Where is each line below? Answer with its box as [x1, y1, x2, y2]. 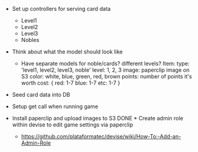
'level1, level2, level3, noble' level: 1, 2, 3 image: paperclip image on [21, 66, 190, 74]
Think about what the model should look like [12, 48, 123, 55]
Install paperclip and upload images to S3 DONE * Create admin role [12, 115, 183, 122]
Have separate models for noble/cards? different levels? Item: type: [21, 60, 190, 67]
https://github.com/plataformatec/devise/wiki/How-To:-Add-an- [21, 133, 182, 140]
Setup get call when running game [12, 103, 98, 110]
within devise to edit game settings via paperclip [12, 121, 134, 128]
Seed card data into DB [12, 91, 70, 98]
